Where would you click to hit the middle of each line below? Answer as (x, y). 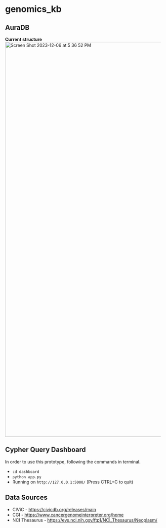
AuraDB (17, 28)
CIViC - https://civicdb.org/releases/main (54, 509)
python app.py (27, 477)
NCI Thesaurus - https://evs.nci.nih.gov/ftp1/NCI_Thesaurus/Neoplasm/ (85, 520)
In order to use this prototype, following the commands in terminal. (73, 462)
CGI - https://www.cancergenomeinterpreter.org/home (68, 515)
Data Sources (26, 497)
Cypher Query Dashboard (46, 450)
